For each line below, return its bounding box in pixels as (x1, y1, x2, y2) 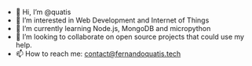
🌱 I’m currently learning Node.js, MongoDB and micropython (15, 24, 211, 33)
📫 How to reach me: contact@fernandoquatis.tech (15, 49, 181, 58)
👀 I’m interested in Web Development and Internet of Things (15, 16, 210, 25)
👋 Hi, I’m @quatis (15, 8, 71, 16)
